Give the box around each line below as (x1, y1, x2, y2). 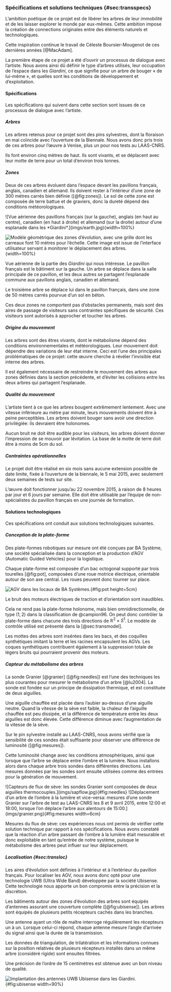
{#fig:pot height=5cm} (90, 586, 137, 592)
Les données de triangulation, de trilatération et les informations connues (5, 940, 159, 946)
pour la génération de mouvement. (5, 774, 78, 780)
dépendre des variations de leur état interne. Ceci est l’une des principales (5, 348, 162, 354)
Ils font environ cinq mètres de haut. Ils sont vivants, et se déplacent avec (5, 152, 160, 158)
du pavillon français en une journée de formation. (31, 497, 135, 503)
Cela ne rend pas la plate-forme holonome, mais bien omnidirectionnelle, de (5, 606, 164, 612)
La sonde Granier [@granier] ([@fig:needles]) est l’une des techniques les (5, 674, 160, 680)
